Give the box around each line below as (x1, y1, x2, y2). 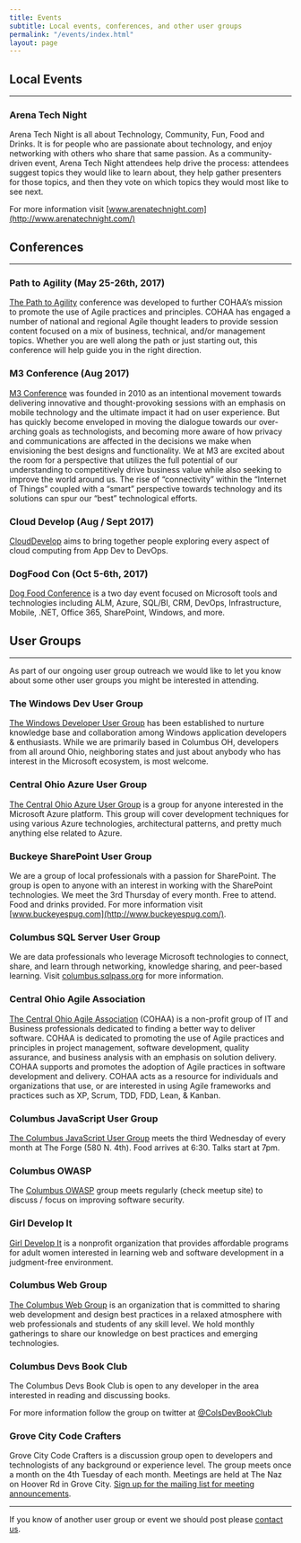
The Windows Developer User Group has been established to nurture (9, 718, 264, 729)
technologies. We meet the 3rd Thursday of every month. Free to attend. (9, 890, 277, 900)
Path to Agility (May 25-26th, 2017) (9, 277, 166, 289)
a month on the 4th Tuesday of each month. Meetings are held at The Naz (9, 1469, 282, 1480)
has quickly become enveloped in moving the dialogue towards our (9, 416, 257, 427)
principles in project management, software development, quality (9, 1042, 250, 1052)
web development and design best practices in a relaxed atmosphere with (9, 1308, 282, 1319)
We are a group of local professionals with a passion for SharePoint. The (9, 871, 277, 882)
